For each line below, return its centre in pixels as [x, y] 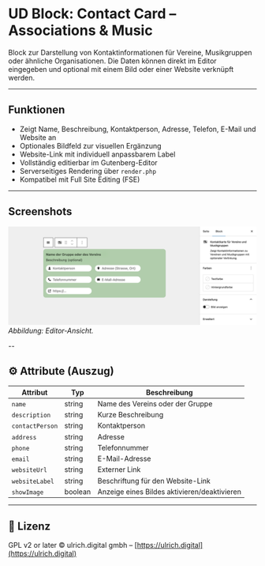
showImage [28, 492]
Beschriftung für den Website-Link [154, 481]
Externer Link [119, 470]
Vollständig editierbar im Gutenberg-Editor [88, 162]
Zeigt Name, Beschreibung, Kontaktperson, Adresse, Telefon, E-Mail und [138, 129]
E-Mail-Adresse [124, 458]
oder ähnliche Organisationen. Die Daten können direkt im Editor [112, 61]
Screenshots [40, 211]
